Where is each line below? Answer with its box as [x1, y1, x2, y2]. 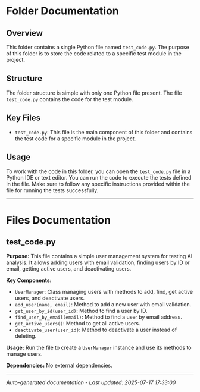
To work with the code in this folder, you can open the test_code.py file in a [6, 168, 191, 175]
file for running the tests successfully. [6, 187, 99, 194]
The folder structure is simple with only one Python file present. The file [6, 89, 182, 96]
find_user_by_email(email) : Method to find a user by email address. [14, 313, 183, 321]
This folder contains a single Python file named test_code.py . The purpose [6, 43, 189, 51]
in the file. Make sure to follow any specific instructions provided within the [6, 180, 190, 188]
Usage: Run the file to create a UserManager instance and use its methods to [6, 344, 192, 352]
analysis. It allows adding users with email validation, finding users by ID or [6, 259, 190, 266]
